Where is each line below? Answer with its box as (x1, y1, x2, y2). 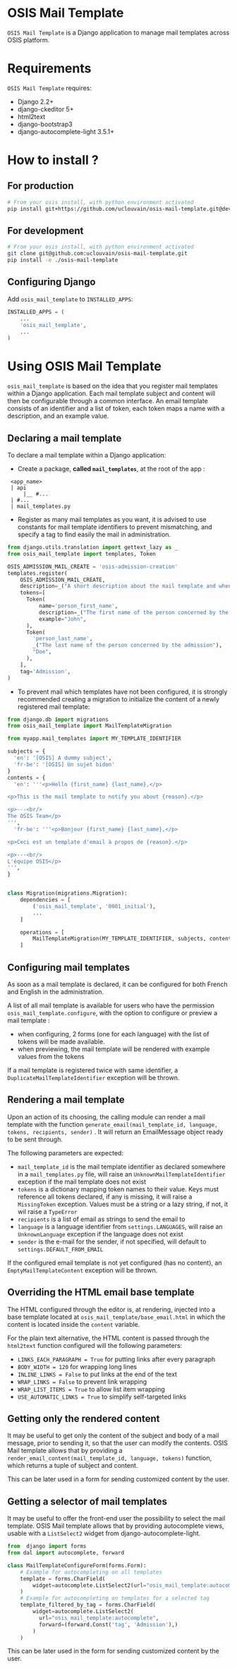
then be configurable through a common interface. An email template (7, 397, 208, 405)
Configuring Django (7, 276, 96, 288)
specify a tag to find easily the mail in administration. (17, 530, 171, 539)
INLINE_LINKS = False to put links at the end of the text (17, 1370, 178, 1378)
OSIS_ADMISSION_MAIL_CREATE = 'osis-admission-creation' (7, 563, 178, 570)
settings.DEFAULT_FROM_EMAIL (17, 1246, 104, 1253)
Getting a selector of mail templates (7, 1495, 168, 1507)
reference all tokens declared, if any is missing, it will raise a (17, 1192, 193, 1201)
